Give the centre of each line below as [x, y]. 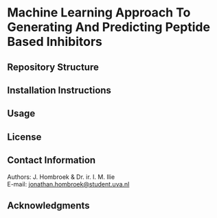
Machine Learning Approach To [99, 13]
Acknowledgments [49, 205]
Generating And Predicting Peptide [109, 27]
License [24, 137]
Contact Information [52, 160]
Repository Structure [53, 67]
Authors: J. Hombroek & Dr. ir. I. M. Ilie [61, 177]
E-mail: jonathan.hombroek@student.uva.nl [68, 184]
